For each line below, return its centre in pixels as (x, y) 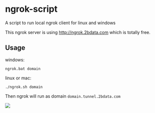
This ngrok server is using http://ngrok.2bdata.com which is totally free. (78, 32)
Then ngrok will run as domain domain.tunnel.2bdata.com (63, 96)
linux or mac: (18, 78)
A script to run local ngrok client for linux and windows (60, 23)
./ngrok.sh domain (24, 87)
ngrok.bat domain (23, 69)
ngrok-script (31, 9)
